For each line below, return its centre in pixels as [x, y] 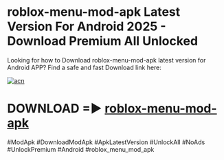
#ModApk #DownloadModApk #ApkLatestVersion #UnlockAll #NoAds [106, 142]
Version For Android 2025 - [87, 26]
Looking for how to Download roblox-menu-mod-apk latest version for [107, 60]
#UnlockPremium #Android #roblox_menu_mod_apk [81, 149]
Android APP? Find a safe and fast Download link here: [84, 67]
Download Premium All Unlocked [102, 41]
